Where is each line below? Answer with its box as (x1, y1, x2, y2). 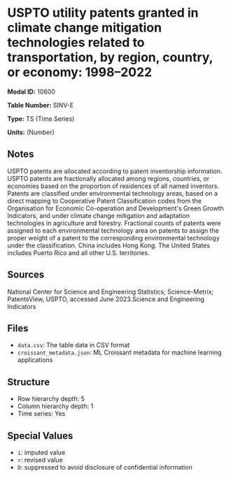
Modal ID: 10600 (7, 87, 56, 96)
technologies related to (7, 35, 145, 50)
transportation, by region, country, (7, 50, 213, 66)
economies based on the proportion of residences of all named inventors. (7, 182, 219, 190)
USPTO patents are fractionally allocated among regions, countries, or (7, 174, 210, 182)
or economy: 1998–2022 (7, 64, 153, 80)
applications (17, 356, 53, 364)
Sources (7, 269, 45, 281)
